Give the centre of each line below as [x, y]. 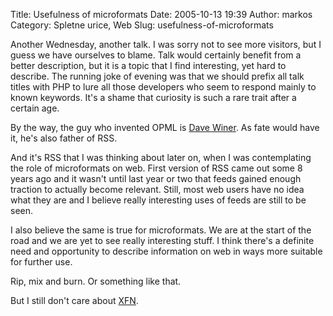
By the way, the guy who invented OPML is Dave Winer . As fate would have [165, 127]
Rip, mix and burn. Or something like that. [96, 281]
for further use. [41, 262]
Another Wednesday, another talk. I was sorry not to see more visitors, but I [166, 44]
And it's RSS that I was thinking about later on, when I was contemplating [161, 157]
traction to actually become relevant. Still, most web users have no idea [157, 189]
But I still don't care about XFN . [74, 300]
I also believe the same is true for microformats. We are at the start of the [161, 230]
